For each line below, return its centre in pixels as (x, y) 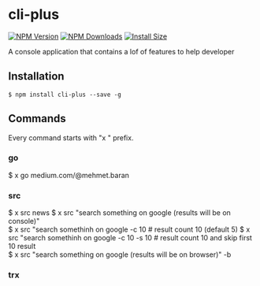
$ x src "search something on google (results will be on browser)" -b (120, 254)
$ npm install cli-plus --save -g (65, 95)
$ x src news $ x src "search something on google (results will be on (119, 213)
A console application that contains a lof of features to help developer (121, 51)
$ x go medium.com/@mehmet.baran (69, 175)
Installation (36, 76)
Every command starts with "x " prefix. (71, 137)
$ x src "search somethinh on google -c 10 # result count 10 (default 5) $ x (129, 229)
